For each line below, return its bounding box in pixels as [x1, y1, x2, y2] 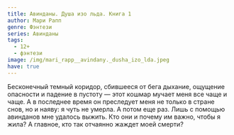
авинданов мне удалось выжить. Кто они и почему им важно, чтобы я [7, 112, 221, 121]
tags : [7, 37, 23, 44]
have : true [7, 63, 40, 70]
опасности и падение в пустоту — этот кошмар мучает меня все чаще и [7, 90, 228, 98]
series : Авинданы [7, 30, 59, 37]
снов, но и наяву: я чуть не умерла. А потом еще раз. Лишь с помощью [7, 105, 225, 113]
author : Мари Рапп [7, 17, 62, 24]
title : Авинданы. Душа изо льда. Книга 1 [7, 10, 132, 18]
